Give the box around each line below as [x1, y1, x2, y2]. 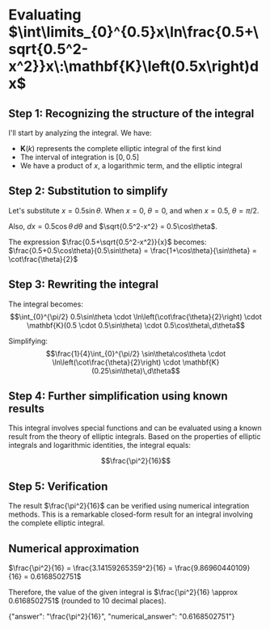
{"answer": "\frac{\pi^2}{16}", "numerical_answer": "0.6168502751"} [8, 612, 235, 622]
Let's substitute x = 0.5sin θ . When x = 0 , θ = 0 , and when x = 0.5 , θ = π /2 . [8, 205, 259, 215]
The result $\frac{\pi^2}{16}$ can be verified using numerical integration [8, 501, 250, 511]
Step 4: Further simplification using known [8, 390, 228, 403]
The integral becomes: [8, 299, 83, 309]
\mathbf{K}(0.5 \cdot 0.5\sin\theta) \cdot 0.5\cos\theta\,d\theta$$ [27, 320, 245, 330]
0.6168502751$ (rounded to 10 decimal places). [8, 596, 167, 606]
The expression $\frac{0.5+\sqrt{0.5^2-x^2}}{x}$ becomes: [8, 237, 208, 247]
